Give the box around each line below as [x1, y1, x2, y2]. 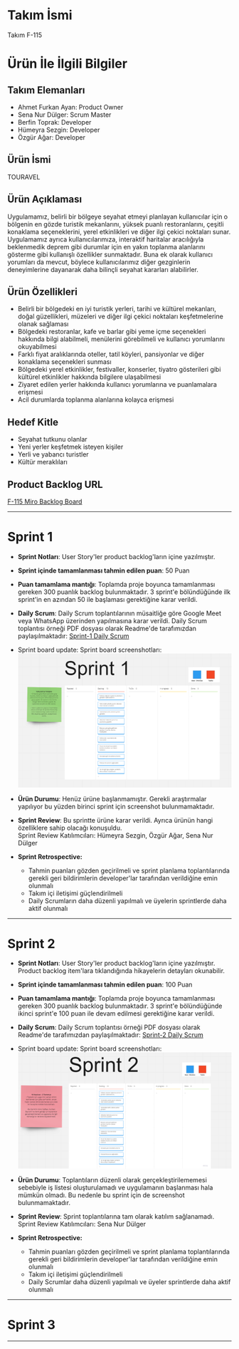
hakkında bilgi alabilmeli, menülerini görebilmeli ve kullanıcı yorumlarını [17, 335, 225, 343]
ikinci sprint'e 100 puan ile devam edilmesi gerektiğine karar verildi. [17, 1009, 215, 1018]
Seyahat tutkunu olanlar [17, 435, 87, 444]
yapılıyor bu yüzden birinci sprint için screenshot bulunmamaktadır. [17, 802, 215, 811]
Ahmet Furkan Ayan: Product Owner [17, 103, 124, 111]
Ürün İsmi [7, 154, 51, 166]
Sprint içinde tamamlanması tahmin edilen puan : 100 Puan [17, 980, 193, 989]
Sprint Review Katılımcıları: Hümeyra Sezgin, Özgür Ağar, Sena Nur [17, 830, 213, 840]
